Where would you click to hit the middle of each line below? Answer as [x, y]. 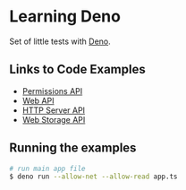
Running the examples [73, 148]
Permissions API [52, 91]
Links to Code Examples [77, 69]
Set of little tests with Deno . [60, 41]
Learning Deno [65, 17]
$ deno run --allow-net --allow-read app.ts [93, 177]
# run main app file [48, 168]
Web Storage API [54, 119]
